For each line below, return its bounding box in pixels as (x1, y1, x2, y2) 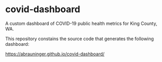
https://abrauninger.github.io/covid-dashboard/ (5, 51, 105, 57)
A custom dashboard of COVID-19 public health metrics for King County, (5, 20, 157, 26)
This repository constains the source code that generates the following (5, 36, 154, 42)
